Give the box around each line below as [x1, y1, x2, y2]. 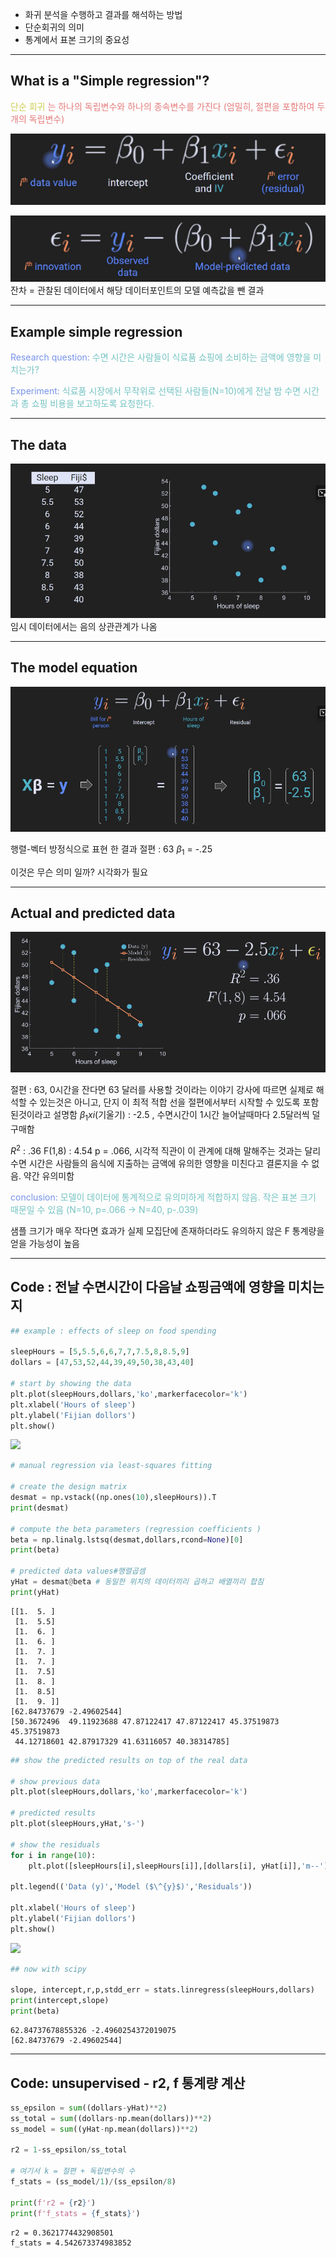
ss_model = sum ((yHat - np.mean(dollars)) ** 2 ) [10, 2124, 199, 2134]
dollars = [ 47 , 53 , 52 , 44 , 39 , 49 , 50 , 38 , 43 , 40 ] [10, 1358, 195, 1368]
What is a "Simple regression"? [10, 73, 210, 90]
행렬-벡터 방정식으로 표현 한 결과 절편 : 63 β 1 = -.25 [10, 843, 213, 857]
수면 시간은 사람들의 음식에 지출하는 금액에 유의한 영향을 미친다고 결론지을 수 [10, 1157, 310, 1169]
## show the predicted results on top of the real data [10, 1755, 248, 1765]
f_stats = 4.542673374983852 [10, 2238, 132, 2248]
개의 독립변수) [10, 113, 65, 125]
